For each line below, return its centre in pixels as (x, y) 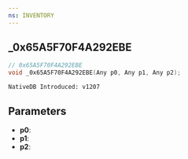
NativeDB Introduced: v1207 (54, 87)
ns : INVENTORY (31, 15)
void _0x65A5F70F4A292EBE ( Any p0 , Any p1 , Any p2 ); (94, 73)
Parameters (37, 111)
